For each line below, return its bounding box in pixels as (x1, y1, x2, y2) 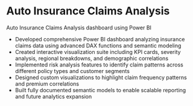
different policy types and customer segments (14, 67, 130, 74)
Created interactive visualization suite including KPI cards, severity (14, 48, 181, 55)
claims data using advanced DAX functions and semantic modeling (14, 42, 182, 49)
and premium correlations (14, 80, 80, 87)
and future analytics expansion (14, 93, 92, 100)
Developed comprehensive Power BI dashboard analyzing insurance (14, 35, 185, 43)
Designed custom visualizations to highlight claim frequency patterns (14, 74, 187, 81)
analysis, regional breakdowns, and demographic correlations (14, 54, 169, 62)
